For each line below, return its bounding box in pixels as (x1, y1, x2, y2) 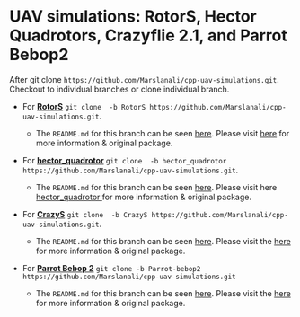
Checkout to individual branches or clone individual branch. (9, 84, 230, 94)
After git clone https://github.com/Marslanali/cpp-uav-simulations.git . (9, 74, 280, 84)
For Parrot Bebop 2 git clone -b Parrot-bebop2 (22, 262, 201, 273)
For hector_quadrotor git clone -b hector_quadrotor (22, 154, 227, 165)
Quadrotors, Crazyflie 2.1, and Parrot (9, 25, 287, 46)
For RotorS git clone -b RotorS (22, 101, 146, 111)
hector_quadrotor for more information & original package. (35, 191, 251, 202)
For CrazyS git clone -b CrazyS (22, 208, 148, 219)
